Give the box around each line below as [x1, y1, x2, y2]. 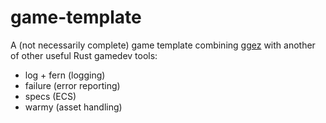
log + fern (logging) [24, 69, 106, 81]
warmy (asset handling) [24, 101, 123, 113]
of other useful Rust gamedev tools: [10, 49, 158, 61]
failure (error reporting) [24, 79, 121, 91]
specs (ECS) [24, 90, 77, 102]
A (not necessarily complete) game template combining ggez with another [10, 39, 316, 51]
